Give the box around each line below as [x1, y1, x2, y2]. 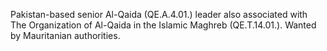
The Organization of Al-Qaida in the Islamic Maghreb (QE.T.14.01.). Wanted [10, 19, 317, 31]
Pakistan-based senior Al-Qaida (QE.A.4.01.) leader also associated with [10, 9, 308, 20]
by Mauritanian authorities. [10, 30, 121, 41]
